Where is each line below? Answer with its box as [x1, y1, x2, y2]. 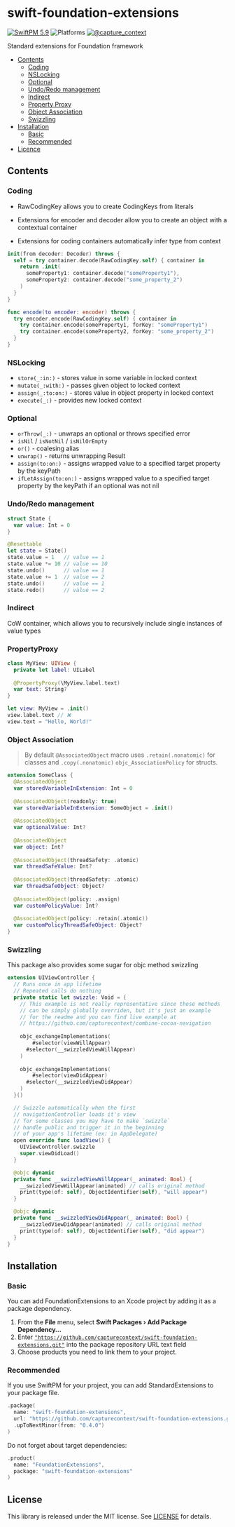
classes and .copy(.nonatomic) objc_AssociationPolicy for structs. [24, 758, 218, 767]
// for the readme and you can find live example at [20, 1014, 177, 1021]
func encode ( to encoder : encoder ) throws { [7, 309, 136, 316]
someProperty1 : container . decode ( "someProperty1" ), [25, 270, 180, 277]
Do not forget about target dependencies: [7, 1441, 127, 1449]
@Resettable [7, 541, 42, 548]
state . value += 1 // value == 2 [7, 573, 105, 580]
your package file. [7, 1389, 59, 1397]
